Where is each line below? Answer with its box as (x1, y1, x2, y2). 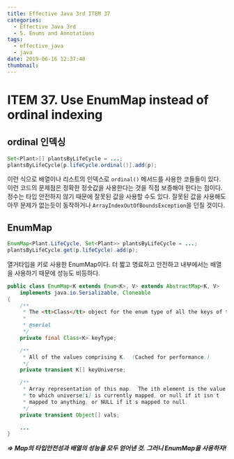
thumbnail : (7, 62, 39, 69)
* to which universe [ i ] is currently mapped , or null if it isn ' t (22, 392, 219, 399)
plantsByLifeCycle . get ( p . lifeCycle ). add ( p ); (7, 247, 139, 254)
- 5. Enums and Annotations (13, 29, 95, 37)
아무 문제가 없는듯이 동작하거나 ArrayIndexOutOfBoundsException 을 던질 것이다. (7, 201, 226, 210)
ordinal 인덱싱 (7, 137, 66, 148)
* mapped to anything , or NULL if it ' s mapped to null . (22, 398, 189, 405)
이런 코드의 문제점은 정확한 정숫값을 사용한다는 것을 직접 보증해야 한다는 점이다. (7, 184, 223, 192)
